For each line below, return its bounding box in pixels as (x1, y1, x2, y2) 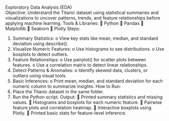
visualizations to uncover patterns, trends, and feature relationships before (5, 15, 160, 21)
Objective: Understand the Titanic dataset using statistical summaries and (5, 10, 159, 16)
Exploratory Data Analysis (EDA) (5, 5, 72, 10)
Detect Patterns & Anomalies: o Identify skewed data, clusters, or (12, 67, 148, 73)
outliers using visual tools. (12, 73, 67, 78)
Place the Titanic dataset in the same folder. (12, 89, 104, 94)
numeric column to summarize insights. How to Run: (12, 83, 121, 89)
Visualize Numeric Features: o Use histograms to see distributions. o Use (12, 46, 164, 52)
